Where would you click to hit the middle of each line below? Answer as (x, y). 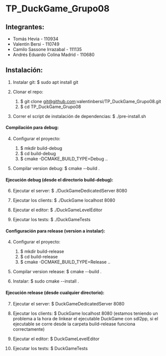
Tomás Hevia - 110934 (35, 39)
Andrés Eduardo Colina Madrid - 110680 (54, 55)
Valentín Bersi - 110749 (36, 44)
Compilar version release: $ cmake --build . (57, 272)
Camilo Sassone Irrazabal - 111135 (47, 49)
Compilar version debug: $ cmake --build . (56, 169)
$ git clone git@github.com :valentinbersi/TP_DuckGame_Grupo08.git (91, 101)
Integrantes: (25, 27)
